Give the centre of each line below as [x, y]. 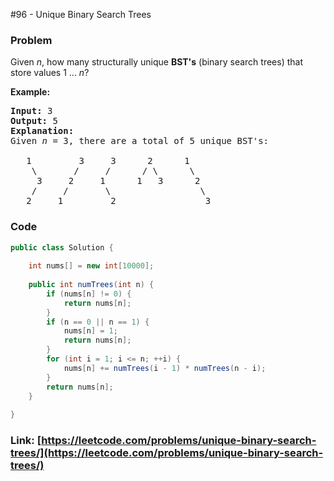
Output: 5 [34, 121]
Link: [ [26, 441]
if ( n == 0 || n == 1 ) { [98, 322]
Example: [30, 92]
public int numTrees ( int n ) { [91, 285]
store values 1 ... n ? [50, 73]
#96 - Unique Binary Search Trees [81, 14]
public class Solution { [62, 247]
